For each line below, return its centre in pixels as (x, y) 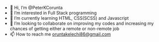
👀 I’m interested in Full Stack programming (53, 13)
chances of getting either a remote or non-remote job (65, 29)
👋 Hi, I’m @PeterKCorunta (36, 8)
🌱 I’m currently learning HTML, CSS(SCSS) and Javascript (69, 18)
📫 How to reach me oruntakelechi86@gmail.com (60, 34)
